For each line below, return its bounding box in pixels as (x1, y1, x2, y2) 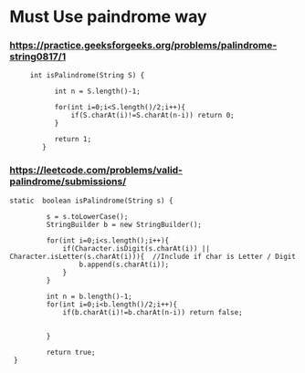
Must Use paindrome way (9, 6, 207, 27)
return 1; (54, 135, 92, 144)
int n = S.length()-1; (54, 87, 142, 97)
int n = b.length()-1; (46, 292, 132, 301)
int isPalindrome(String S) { (29, 71, 145, 80)
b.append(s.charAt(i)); (79, 260, 170, 269)
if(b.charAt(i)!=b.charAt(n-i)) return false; (62, 307, 244, 316)
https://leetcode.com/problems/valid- (9, 164, 184, 177)
